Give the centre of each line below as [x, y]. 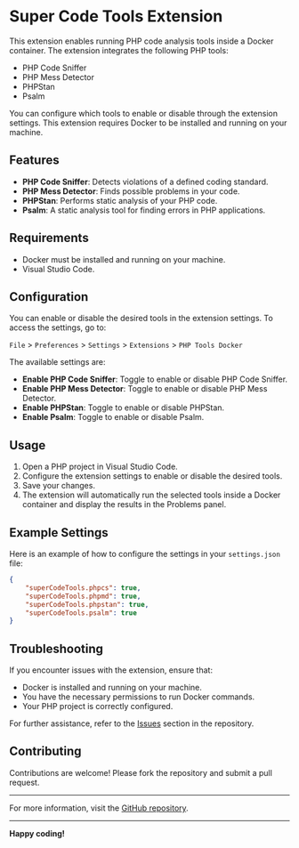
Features [34, 161]
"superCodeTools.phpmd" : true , [83, 596]
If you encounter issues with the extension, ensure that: [111, 670]
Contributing [45, 751]
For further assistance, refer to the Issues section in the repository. [132, 723]
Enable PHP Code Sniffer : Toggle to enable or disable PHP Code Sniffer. [154, 379]
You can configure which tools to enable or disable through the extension [144, 113]
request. [24, 782]
